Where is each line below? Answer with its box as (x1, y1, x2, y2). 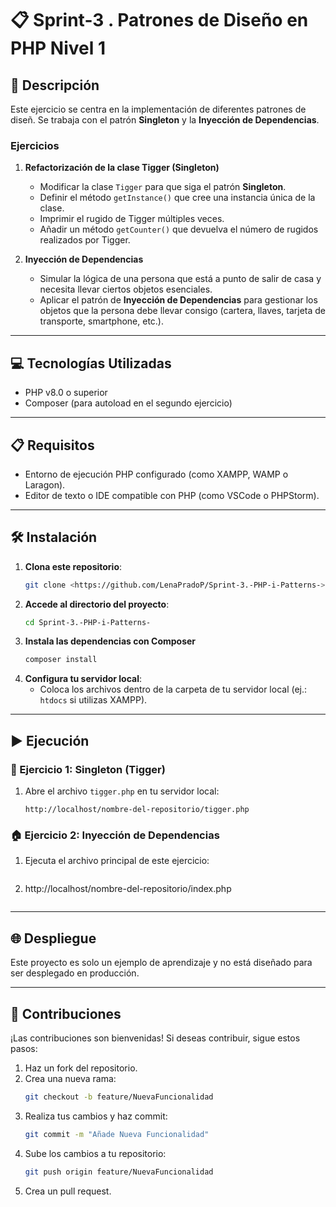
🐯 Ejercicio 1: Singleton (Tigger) (10, 762, 166, 776)
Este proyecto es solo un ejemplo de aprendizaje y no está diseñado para (10, 957, 313, 969)
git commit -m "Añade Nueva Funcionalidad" (24, 1129, 210, 1139)
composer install (24, 655, 98, 665)
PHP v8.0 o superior (24, 387, 108, 399)
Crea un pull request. (24, 1185, 112, 1197)
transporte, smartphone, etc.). (39, 315, 165, 327)
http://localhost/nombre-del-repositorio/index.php (24, 883, 232, 895)
